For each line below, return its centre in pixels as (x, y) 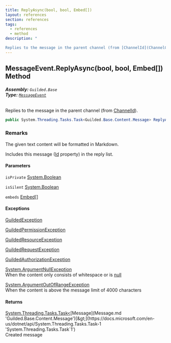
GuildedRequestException (32, 249)
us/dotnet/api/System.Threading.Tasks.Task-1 (53, 324)
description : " (21, 39)
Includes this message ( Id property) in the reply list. (59, 154)
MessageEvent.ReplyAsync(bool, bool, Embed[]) (84, 69)
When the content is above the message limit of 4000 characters (73, 290)
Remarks (17, 133)
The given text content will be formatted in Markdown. (62, 144)
